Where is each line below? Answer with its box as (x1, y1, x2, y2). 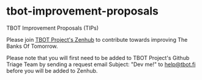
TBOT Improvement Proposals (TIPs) (6, 24, 99, 32)
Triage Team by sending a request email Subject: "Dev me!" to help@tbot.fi (6, 61, 196, 68)
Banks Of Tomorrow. (6, 42, 58, 50)
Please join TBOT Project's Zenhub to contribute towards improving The (6, 36, 188, 43)
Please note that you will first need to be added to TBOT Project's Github (6, 54, 190, 61)
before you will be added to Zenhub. (6, 67, 98, 74)
